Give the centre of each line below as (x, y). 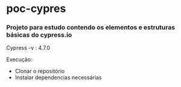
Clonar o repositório (40, 71)
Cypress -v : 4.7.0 (28, 48)
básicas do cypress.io (39, 35)
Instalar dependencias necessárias (58, 77)
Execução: (19, 59)
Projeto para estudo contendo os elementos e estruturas (91, 28)
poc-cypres (36, 9)
